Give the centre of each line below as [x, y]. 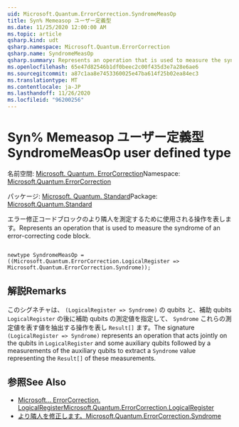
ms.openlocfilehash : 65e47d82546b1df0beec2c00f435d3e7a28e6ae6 [103, 67]
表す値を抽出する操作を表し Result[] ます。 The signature [110, 327]
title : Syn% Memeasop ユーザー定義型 [59, 21]
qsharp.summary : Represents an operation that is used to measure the [114, 60]
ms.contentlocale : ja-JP [44, 87]
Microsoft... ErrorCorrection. [59, 400]
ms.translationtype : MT [43, 80]
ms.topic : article [34, 34]
